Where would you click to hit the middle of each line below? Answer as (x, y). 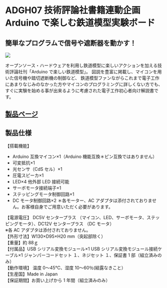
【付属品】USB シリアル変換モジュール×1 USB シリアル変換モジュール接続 (81, 249)
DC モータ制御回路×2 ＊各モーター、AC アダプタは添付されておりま (82, 201)
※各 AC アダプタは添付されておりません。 (48, 230)
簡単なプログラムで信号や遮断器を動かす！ (71, 43)
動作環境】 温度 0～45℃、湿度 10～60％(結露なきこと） (67, 268)
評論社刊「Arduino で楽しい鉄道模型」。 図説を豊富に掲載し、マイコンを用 (85, 72)
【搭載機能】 (18, 146)
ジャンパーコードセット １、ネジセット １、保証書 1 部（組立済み (91, 255)
